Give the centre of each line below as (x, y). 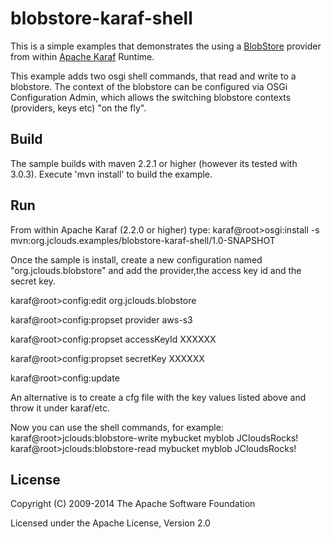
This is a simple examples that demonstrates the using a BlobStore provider (166, 46)
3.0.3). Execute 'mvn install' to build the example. (111, 174)
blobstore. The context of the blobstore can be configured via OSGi (149, 86)
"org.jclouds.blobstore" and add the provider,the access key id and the (156, 270)
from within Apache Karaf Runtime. (82, 56)
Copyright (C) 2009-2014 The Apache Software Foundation (133, 504)
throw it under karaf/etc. (60, 408)
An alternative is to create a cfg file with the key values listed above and (158, 397)
